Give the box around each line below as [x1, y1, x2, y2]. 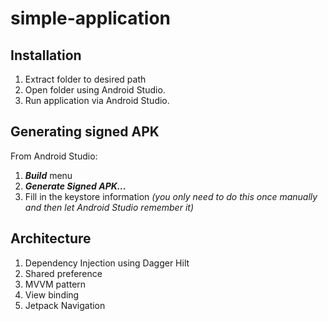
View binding [24, 288, 80, 301]
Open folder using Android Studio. [24, 84, 166, 96]
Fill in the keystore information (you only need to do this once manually [24, 190, 318, 202]
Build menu [24, 169, 73, 181]
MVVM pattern [24, 278, 87, 290]
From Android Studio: [10, 150, 98, 162]
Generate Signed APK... [24, 180, 127, 192]
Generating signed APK [10, 123, 160, 141]
